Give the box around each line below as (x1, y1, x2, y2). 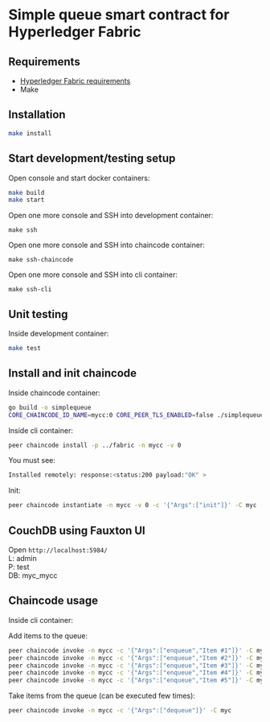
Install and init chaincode (8, 366, 137, 380)
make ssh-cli (8, 286, 52, 294)
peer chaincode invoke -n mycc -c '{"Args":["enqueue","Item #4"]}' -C (8, 669, 253, 677)
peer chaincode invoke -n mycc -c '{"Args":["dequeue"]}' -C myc (8, 707, 231, 715)
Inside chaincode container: (8, 388, 100, 398)
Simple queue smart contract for (8, 6, 230, 24)
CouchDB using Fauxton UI (8, 523, 146, 537)
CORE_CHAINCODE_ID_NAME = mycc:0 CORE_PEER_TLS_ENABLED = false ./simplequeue (8, 411, 264, 419)
